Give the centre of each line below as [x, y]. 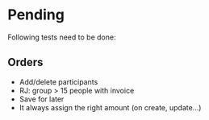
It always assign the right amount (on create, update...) [110, 107]
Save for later [42, 99]
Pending [36, 15]
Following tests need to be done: [62, 37]
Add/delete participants [59, 81]
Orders [25, 62]
